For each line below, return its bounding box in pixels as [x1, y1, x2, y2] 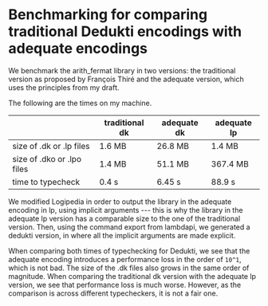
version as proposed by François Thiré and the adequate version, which [8, 74, 245, 84]
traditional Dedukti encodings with [8, 22, 242, 41]
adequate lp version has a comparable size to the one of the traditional [8, 214, 241, 223]
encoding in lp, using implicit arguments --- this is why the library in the [8, 205, 243, 214]
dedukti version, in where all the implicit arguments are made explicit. [8, 230, 236, 240]
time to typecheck [12, 176, 81, 187]
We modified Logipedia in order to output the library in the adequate [8, 197, 232, 206]
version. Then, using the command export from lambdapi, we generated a [8, 222, 250, 232]
